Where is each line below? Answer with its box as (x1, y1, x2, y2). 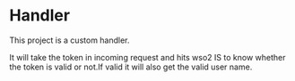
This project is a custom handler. (9, 35, 130, 45)
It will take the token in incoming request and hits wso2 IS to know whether (9, 52, 286, 62)
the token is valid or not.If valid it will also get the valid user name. (9, 61, 253, 72)
